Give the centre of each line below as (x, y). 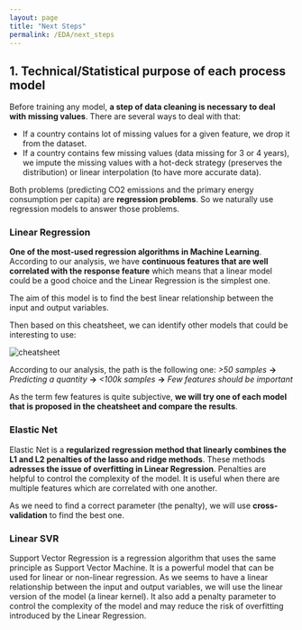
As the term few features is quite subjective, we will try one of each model (148, 397)
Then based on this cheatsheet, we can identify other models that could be (149, 325)
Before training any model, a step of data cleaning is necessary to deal (142, 107)
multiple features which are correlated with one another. (114, 487)
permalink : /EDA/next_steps (62, 34)
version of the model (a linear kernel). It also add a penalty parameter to (143, 597)
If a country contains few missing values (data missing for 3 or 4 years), (156, 153)
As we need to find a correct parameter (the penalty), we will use (130, 505)
